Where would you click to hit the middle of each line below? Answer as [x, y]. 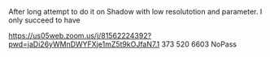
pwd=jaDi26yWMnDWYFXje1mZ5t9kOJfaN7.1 [84, 44]
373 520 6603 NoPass [199, 44]
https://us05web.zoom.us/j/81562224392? [80, 36]
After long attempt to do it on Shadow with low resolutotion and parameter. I [135, 12]
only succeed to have [44, 20]
